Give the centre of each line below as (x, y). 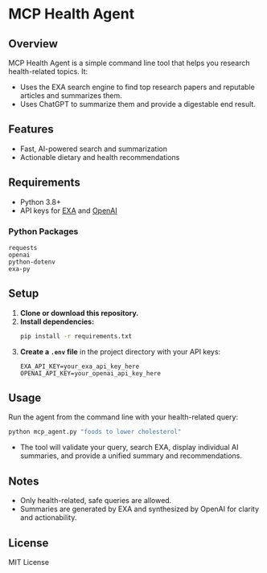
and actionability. (48, 518)
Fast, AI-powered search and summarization (93, 149)
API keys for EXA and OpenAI (69, 211)
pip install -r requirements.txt (76, 336)
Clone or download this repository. (79, 313)
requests (23, 248)
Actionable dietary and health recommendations (100, 157)
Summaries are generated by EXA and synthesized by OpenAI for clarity (140, 509)
